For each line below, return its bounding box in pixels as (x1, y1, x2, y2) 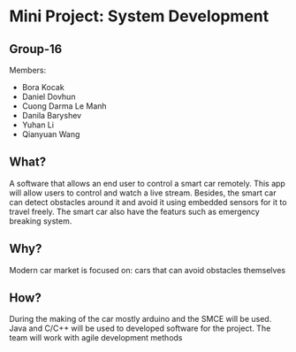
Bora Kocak (21, 82, 65, 92)
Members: (9, 65, 47, 75)
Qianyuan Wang (21, 129, 80, 139)
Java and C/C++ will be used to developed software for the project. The (9, 323, 271, 333)
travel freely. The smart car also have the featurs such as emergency (9, 206, 261, 217)
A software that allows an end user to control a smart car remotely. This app (9, 178, 285, 188)
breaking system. (9, 215, 72, 226)
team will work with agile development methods (9, 333, 183, 343)
